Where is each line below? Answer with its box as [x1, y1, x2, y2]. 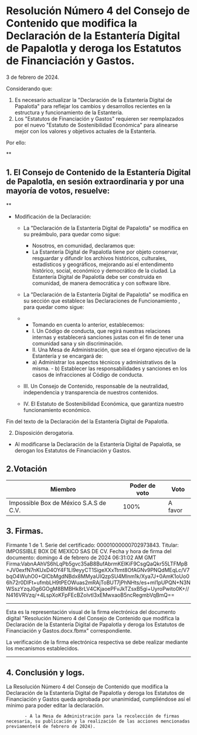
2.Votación [6, 464, 47, 474]
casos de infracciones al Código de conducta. [32, 371, 144, 378]
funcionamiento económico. [23, 406, 91, 413]
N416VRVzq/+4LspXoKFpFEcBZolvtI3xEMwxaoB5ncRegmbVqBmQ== [6, 591, 175, 598]
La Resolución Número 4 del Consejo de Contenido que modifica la [6, 683, 169, 690]
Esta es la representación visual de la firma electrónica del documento [6, 608, 176, 616]
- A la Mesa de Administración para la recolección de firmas [24, 713, 180, 719]
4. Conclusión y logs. [6, 667, 85, 677]
